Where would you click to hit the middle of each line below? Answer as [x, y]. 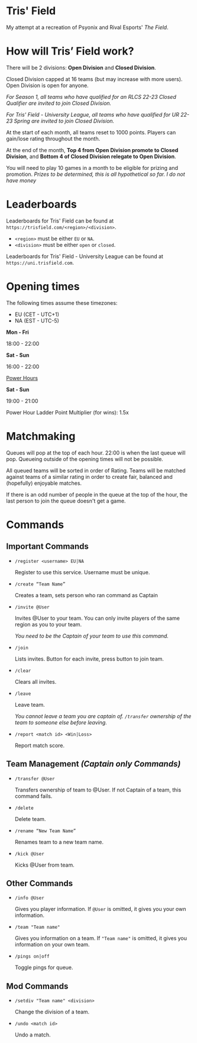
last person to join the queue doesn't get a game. [66, 501]
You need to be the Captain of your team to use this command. [91, 636]
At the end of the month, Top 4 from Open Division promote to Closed [92, 150]
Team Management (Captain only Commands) [93, 764]
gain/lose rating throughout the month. [53, 139]
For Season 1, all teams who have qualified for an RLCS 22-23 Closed [91, 96]
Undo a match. [33, 1035]
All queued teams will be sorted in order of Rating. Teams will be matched [96, 470]
